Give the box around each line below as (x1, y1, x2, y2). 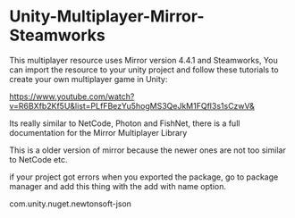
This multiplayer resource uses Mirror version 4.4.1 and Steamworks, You (9, 54, 279, 65)
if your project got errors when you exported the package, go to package (9, 172, 279, 182)
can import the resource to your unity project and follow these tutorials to (9, 64, 279, 75)
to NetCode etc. (9, 154, 68, 164)
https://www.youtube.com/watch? (9, 91, 135, 102)
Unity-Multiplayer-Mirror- (9, 6, 205, 27)
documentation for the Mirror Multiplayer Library (9, 127, 188, 138)
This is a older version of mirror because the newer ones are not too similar (9, 145, 286, 155)
